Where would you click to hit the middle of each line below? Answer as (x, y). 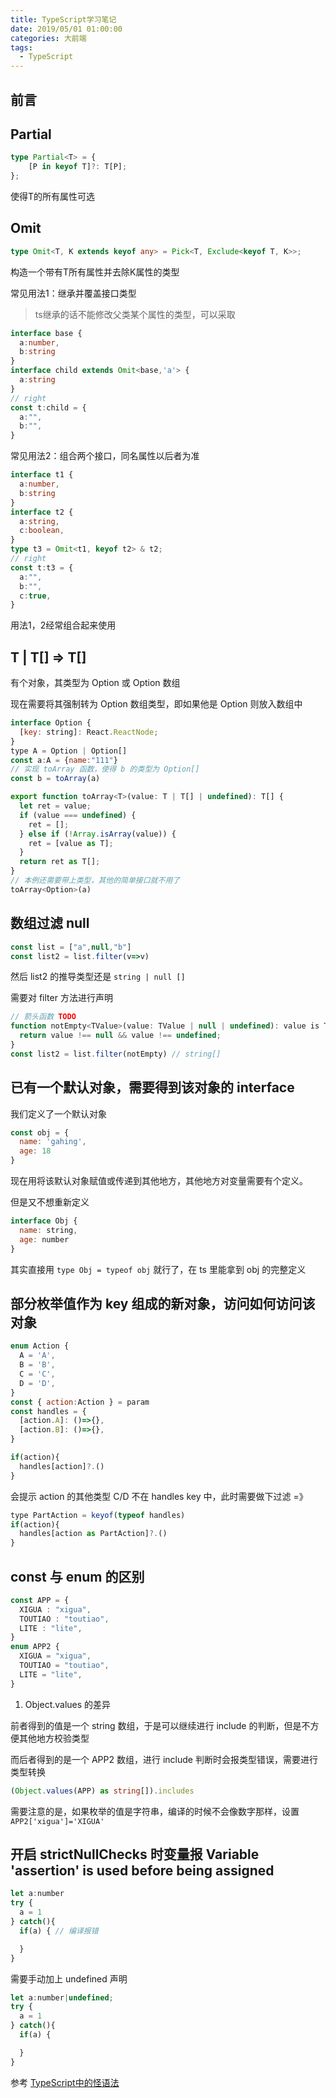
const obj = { (40, 1132)
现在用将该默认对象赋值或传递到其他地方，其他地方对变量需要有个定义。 (159, 1181)
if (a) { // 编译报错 (59, 1931)
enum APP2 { (35, 1647)
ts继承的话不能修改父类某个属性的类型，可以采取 (135, 314)
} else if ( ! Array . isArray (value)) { (98, 834)
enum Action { (40, 1346)
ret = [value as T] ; (71, 843)
